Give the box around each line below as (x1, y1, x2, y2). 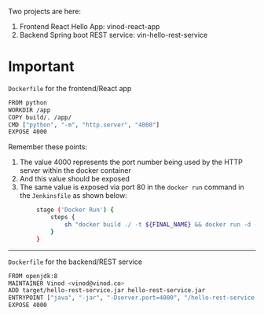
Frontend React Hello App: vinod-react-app (19, 22, 160, 31)
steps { (49, 214, 76, 222)
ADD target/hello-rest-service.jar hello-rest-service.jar (8, 287, 206, 295)
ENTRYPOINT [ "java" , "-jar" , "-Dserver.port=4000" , (8, 294, 181, 302)
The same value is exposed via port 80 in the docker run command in (19, 182, 245, 192)
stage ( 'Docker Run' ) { (36, 206, 114, 214)
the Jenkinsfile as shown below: (19, 191, 127, 200)
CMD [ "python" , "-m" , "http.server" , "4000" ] (8, 121, 159, 129)
